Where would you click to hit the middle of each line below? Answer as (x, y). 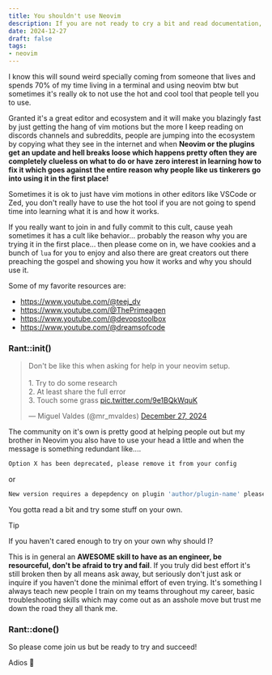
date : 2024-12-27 (38, 31)
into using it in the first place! (59, 178)
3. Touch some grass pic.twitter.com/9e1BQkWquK (113, 400)
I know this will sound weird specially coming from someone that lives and (132, 77)
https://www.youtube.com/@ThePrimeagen (93, 310)
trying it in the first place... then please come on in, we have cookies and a (132, 244)
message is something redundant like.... (75, 449)
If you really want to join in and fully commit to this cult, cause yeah (121, 227)
